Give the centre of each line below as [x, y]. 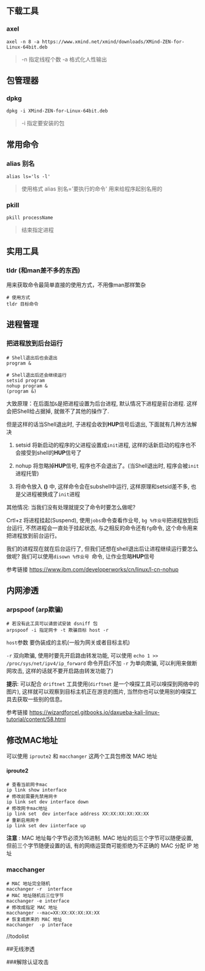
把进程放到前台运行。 [33, 535]
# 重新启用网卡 [23, 820]
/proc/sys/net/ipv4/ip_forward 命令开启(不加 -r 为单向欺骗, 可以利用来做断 [102, 663]
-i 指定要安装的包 [43, 123]
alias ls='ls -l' [28, 177]
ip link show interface [37, 790]
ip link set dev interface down [47, 802]
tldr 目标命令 [22, 304]
